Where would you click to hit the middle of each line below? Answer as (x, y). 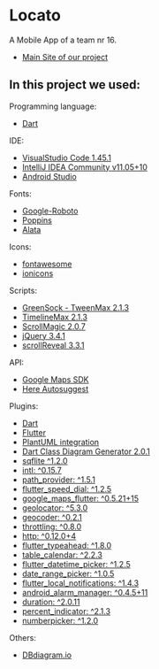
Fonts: (21, 193)
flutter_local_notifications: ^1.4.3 (80, 583)
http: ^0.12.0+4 (49, 535)
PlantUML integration (61, 442)
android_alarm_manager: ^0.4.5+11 (85, 592)
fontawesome (47, 264)
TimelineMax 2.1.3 (55, 317)
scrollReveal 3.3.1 (53, 345)
